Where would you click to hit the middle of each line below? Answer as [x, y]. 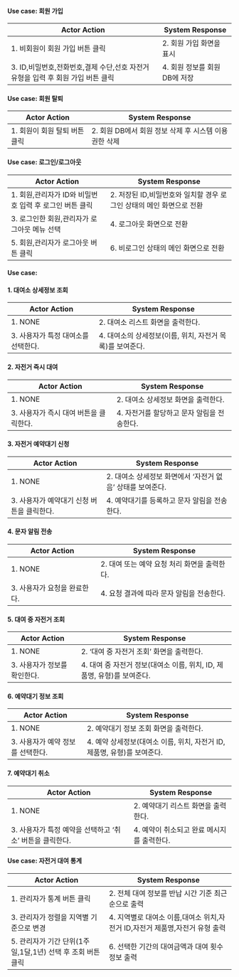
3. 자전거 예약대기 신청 [38, 444]
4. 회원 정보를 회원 [191, 68]
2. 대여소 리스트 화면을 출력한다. [149, 322]
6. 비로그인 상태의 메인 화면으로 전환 [168, 247]
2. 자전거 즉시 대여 [33, 367]
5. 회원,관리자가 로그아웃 [50, 242]
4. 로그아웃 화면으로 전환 [149, 224]
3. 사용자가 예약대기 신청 [50, 500]
